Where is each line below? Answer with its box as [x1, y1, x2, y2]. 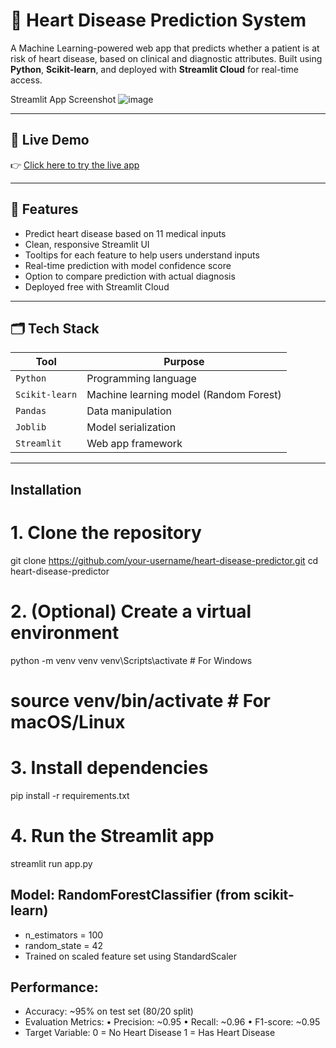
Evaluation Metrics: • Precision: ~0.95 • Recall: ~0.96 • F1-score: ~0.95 [24, 1016, 321, 1028]
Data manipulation [86, 404, 172, 418]
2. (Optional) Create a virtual [10, 600, 252, 623]
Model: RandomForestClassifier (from [10, 887, 251, 904]
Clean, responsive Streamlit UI [24, 238, 150, 250]
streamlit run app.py [10, 857, 93, 869]
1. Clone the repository [10, 521, 202, 544]
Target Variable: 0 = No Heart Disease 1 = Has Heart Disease [24, 1027, 276, 1039]
